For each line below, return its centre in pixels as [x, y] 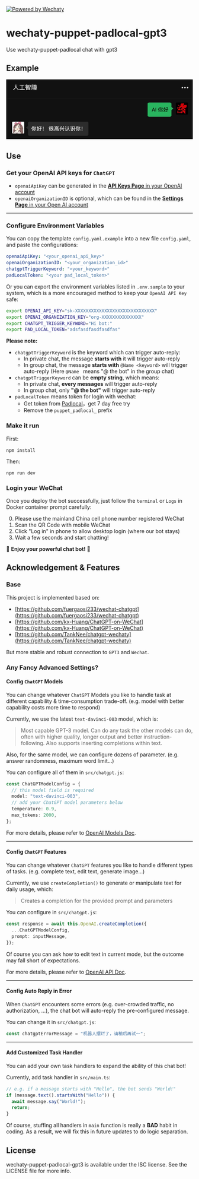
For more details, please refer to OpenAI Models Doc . [71, 833]
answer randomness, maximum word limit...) [60, 760]
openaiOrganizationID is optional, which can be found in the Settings [99, 198]
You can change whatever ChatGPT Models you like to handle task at [89, 695]
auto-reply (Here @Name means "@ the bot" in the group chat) [99, 372]
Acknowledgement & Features [63, 568]
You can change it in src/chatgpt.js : [51, 1022]
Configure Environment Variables [55, 226]
